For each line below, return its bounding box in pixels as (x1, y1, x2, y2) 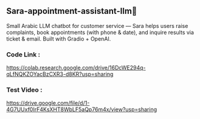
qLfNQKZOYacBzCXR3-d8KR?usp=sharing (6, 70, 114, 78)
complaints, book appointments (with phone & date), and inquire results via (6, 29, 195, 36)
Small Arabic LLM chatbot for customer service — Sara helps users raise (6, 22, 188, 29)
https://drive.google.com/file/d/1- (6, 100, 90, 107)
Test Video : (6, 86, 43, 94)
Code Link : (6, 50, 41, 58)
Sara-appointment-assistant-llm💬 (6, 6, 137, 16)
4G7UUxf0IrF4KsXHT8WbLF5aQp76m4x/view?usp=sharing (6, 106, 157, 113)
